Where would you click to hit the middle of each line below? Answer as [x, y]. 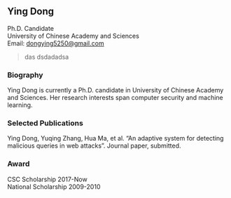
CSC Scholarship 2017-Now [47, 179]
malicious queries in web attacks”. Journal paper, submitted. [94, 146]
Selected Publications [45, 123]
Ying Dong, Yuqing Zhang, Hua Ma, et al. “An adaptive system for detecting [115, 139]
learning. [20, 105]
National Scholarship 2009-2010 [54, 186]
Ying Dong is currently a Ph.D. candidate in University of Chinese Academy [115, 90]
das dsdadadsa [47, 57]
